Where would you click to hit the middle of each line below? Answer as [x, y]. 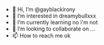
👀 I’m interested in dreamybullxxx [54, 16]
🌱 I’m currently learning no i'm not [55, 22]
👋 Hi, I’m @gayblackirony [43, 9]
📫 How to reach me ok [41, 36]
